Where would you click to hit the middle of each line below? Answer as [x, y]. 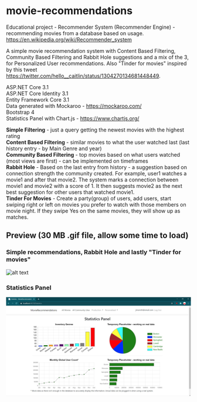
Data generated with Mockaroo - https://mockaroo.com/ [74, 106]
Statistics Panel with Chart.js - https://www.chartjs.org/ [73, 118]
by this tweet [22, 69]
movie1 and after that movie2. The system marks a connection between [92, 180]
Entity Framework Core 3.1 [38, 99]
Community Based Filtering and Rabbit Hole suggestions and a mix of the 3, [97, 57]
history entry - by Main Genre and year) [54, 148]
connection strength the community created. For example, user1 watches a [96, 173]
